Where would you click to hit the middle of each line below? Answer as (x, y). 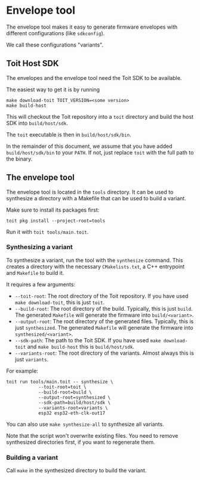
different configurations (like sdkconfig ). (56, 33)
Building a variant (32, 457)
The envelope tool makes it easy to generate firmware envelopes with (92, 27)
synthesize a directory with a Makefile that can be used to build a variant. (96, 198)
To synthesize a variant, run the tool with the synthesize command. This (95, 260)
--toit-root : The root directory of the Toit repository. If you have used (101, 296)
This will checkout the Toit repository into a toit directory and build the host (100, 116)
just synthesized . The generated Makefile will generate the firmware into (104, 327)
